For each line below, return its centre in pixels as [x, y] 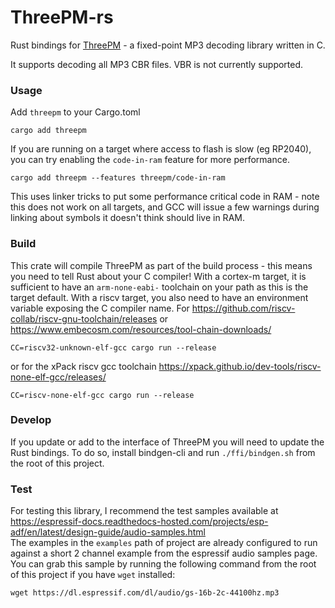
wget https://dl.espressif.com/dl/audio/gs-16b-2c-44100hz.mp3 [145, 593]
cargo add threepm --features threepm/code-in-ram [118, 178]
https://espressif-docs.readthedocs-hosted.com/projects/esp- [139, 522]
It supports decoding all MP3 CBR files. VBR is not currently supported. [157, 64]
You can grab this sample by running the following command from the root [163, 564]
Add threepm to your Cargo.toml [75, 112]
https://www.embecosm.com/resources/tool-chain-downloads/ [141, 329]
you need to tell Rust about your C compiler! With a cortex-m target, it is [158, 276]
